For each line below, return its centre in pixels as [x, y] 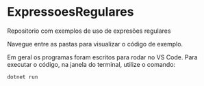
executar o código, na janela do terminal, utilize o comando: [91, 64]
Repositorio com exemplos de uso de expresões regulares [89, 31]
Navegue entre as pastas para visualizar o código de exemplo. [95, 44]
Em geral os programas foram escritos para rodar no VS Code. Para [102, 57]
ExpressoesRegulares [71, 12]
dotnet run [23, 77]
